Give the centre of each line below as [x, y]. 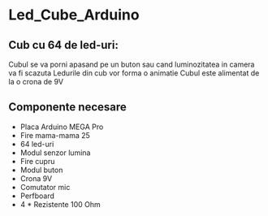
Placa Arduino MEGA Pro [62, 127]
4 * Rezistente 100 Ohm [60, 204]
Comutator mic [45, 187]
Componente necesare [68, 107]
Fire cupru [37, 161]
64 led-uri [37, 144]
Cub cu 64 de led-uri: [64, 45]
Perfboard [37, 196]
